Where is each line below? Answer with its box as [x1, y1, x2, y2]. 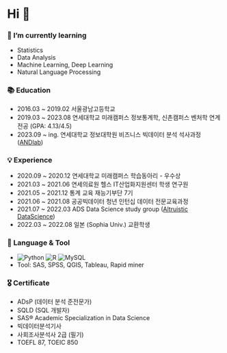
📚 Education [7, 86, 51, 95]
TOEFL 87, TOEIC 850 [16, 338, 79, 346]
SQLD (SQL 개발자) [16, 306, 70, 314]
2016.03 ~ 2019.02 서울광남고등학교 [16, 104, 116, 112]
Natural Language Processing [16, 68, 101, 76]
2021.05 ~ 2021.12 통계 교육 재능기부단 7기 [16, 188, 133, 197]
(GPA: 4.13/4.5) [29, 121, 72, 130]
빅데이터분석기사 [16, 321, 62, 330]
